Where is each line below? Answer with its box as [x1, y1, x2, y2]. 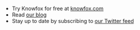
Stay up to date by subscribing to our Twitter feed [11, 18, 134, 24]
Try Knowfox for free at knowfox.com [11, 5, 104, 12]
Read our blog [11, 11, 47, 18]
